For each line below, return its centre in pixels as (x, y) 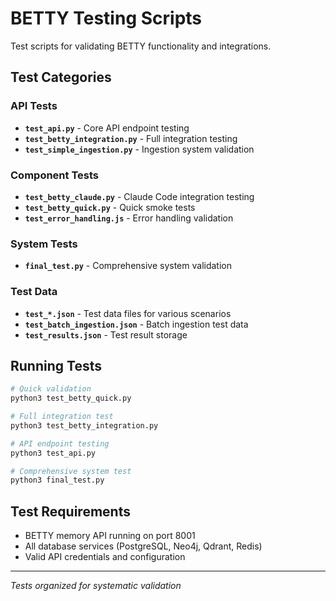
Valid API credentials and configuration (105, 557)
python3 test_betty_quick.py (71, 398)
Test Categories (61, 77)
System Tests (44, 244)
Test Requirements (70, 511)
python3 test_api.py (53, 453)
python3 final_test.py (57, 480)
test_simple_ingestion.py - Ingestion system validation (139, 149)
